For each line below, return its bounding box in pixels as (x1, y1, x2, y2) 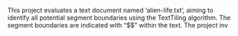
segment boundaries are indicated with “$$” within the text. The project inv (7, 21, 229, 29)
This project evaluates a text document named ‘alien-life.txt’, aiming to (7, 6, 214, 14)
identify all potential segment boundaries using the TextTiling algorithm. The (7, 13, 231, 22)
